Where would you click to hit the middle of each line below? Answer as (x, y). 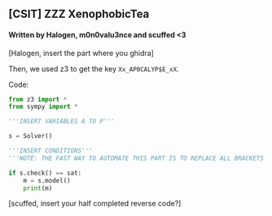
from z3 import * (38, 99)
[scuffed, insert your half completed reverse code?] (95, 204)
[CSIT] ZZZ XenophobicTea (79, 14)
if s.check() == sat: (45, 173)
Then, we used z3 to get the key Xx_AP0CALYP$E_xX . (94, 68)
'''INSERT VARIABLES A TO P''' (61, 122)
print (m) (38, 188)
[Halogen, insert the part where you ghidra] (81, 53)
